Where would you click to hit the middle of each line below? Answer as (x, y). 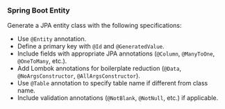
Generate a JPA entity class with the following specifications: (94, 26)
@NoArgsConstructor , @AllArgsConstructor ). (78, 76)
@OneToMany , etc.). (42, 61)
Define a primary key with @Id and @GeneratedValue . (91, 47)
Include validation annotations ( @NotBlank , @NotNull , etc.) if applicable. (118, 98)
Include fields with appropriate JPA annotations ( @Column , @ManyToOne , (116, 53)
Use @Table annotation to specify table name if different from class (112, 83)
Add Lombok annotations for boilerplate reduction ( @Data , (99, 69)
